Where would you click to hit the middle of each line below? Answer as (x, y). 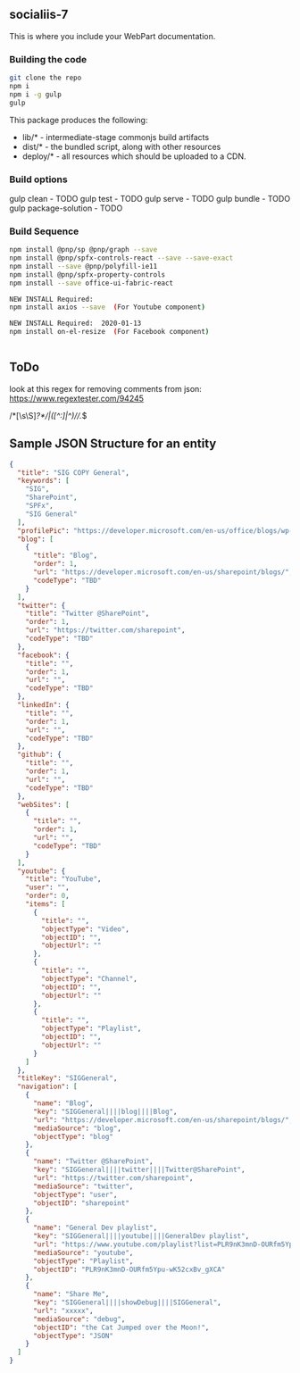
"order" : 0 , (47, 896)
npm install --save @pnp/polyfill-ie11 (83, 266)
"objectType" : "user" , (75, 1194)
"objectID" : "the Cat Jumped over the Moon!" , (121, 1327)
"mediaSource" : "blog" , (77, 1128)
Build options (39, 179)
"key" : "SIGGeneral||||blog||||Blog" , (105, 1111)
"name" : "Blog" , (63, 1103)
